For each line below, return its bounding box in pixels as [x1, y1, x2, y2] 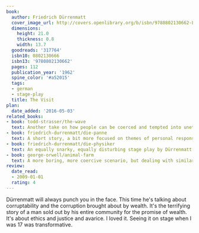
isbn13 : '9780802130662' [11, 58, 73, 64]
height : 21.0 [17, 31, 49, 37]
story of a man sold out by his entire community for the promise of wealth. [6, 208, 188, 215]
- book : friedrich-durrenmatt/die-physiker [6, 141, 115, 147]
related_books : [6, 113, 44, 119]
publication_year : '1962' [11, 69, 76, 75]
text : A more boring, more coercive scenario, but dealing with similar [11, 158, 195, 164]
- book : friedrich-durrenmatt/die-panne [6, 130, 108, 136]
